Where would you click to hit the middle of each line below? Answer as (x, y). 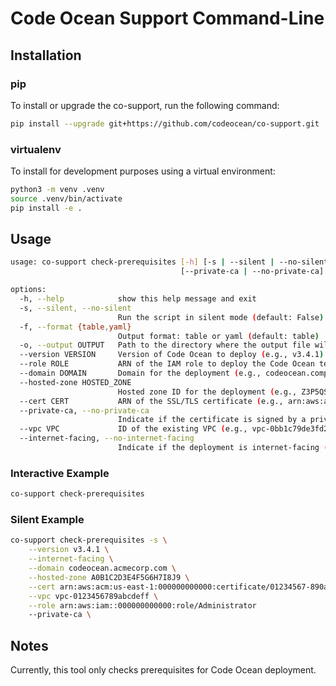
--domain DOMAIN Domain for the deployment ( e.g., (140, 373)
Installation (46, 55)
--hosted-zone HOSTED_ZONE (75, 382)
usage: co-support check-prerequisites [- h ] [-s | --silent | (142, 262)
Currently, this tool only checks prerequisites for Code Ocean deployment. (163, 670)
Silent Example (47, 520)
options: (28, 290)
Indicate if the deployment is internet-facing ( (223, 448)
